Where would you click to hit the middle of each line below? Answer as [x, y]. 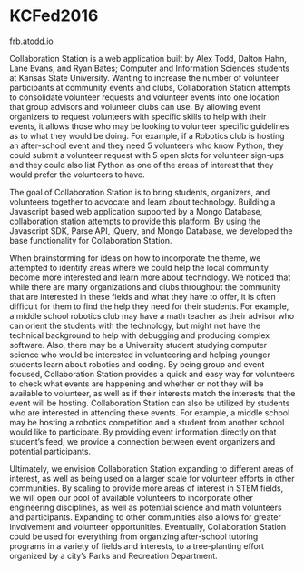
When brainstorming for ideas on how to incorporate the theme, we [135, 258]
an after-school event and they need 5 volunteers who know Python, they [147, 145]
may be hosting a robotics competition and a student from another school [147, 422]
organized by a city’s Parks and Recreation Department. [113, 555]
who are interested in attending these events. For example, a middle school [150, 412]
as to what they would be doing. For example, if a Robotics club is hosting [147, 135]
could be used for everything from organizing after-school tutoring [134, 536]
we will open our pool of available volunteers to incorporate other [132, 497]
